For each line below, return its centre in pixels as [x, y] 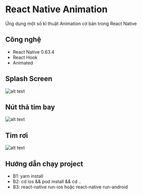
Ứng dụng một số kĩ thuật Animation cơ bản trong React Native [71, 23]
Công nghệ [23, 40]
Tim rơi [17, 136]
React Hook [25, 57]
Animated [23, 63]
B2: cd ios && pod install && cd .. [47, 181]
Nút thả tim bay [30, 107]
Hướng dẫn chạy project [44, 164]
